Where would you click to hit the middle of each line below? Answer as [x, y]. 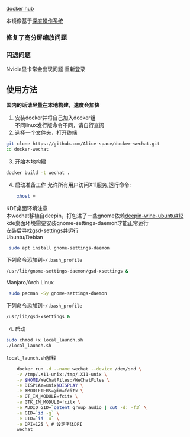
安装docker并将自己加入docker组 [55, 118]
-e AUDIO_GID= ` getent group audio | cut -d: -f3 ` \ [82, 407]
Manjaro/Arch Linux [30, 283]
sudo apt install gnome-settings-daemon [59, 248]
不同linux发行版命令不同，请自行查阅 [59, 125]
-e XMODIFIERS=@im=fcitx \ [50, 391]
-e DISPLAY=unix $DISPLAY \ [50, 385]
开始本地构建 [30, 161]
